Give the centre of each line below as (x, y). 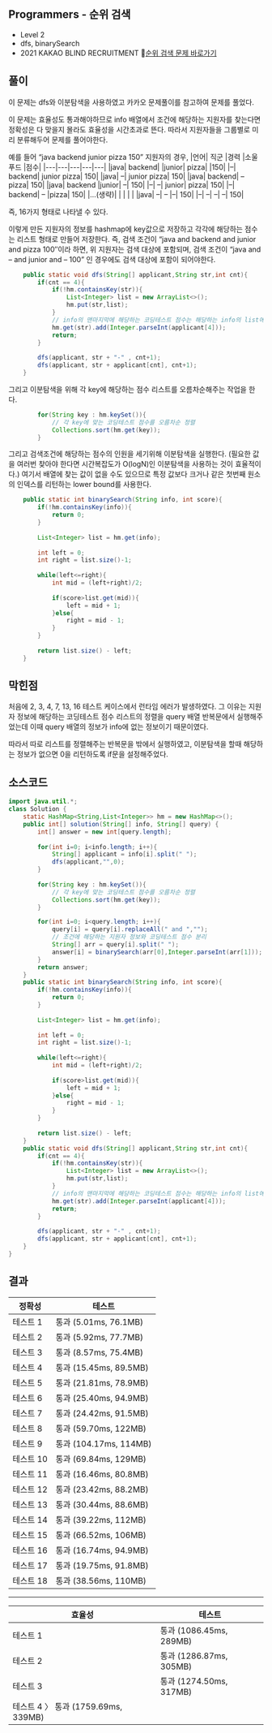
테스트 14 (30, 1520)
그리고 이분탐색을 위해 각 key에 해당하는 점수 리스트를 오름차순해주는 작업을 (127, 389)
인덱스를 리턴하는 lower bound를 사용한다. (84, 485)
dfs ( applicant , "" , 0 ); (88, 862)
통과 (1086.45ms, (194, 1630)
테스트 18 (30, 1580)
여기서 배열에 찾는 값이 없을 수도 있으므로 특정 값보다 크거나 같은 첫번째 (134, 474)
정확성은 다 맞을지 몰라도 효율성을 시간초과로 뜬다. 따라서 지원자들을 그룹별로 (130, 129)
